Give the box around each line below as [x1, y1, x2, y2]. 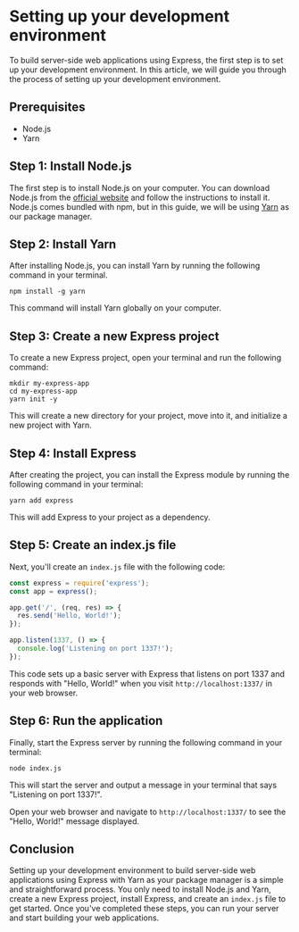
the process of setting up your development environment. [9, 73, 221, 84]
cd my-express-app [9, 387, 78, 396]
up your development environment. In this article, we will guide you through [9, 64, 287, 75]
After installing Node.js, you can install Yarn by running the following [9, 261, 261, 271]
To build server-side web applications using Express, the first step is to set [9, 54, 284, 65]
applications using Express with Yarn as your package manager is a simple [9, 875, 284, 886]
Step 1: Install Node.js [9, 159, 132, 174]
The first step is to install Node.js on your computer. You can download [9, 182, 270, 193]
